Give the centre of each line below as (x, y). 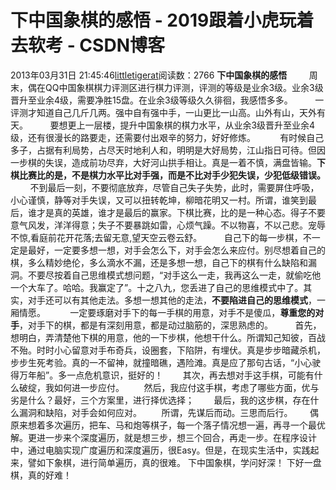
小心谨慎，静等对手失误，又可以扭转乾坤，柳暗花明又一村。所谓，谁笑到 (159, 200)
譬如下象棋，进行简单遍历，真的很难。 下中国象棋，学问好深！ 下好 (166, 462)
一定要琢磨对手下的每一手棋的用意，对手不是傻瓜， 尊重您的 (192, 312)
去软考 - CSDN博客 (87, 45)
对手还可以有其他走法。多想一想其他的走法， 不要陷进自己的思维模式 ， (172, 300)
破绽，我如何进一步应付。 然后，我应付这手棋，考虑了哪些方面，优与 (169, 387)
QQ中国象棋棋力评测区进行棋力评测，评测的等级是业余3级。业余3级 (184, 87)
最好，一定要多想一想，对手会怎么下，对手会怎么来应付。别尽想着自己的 (176, 250)
